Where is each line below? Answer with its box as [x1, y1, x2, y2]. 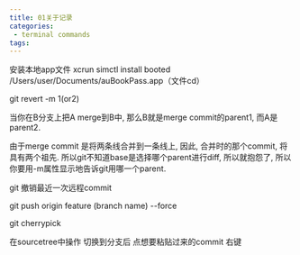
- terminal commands [13, 30, 91, 39]
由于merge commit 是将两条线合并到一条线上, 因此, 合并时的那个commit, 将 [9, 141, 288, 151]
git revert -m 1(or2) [9, 94, 79, 105]
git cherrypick [9, 218, 61, 229]
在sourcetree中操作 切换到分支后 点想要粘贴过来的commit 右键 [9, 236, 241, 248]
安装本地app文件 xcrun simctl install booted [9, 64, 171, 75]
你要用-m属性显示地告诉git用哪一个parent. [9, 163, 167, 174]
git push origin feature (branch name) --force [9, 200, 177, 212]
